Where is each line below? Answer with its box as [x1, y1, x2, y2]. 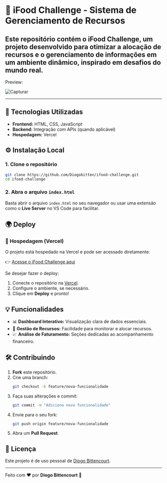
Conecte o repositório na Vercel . [12, 280, 79, 286]
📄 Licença [5, 445, 36, 453]
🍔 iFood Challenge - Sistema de [5, 4, 137, 16]
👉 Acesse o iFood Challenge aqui [5, 259, 76, 265]
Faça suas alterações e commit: [12, 393, 78, 399]
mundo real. [5, 66, 44, 74]
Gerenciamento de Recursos [5, 15, 125, 26]
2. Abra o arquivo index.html [5, 189, 75, 195]
